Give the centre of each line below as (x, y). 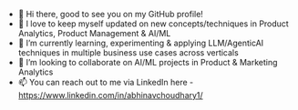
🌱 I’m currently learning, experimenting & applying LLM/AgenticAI (141, 43)
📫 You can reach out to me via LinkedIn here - (106, 82)
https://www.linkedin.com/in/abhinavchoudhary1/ (110, 95)
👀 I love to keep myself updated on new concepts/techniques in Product (153, 24)
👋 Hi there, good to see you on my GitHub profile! (110, 14)
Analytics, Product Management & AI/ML (94, 33)
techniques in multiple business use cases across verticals (128, 53)
